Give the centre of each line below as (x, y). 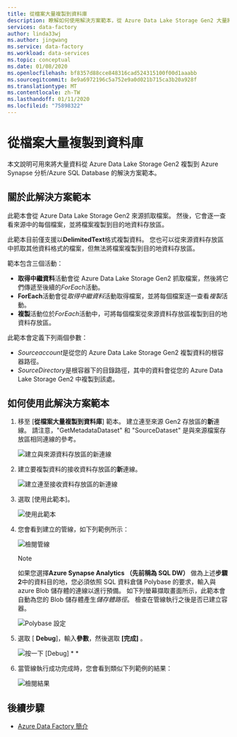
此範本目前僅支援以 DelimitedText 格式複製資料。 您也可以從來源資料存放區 (116, 239)
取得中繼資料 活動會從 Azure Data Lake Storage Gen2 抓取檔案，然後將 (120, 278)
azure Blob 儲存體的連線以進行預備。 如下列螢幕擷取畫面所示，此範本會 (121, 591)
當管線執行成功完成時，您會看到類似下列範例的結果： (95, 668)
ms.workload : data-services (49, 54)
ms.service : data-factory (45, 47)
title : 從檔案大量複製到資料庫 (47, 14)
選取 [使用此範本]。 (45, 500)
